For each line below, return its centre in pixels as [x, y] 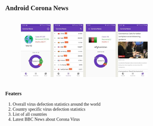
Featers [13, 93]
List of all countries [30, 115]
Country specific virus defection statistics [49, 110]
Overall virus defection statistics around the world [56, 105]
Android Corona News [37, 8]
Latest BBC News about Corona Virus [46, 120]
